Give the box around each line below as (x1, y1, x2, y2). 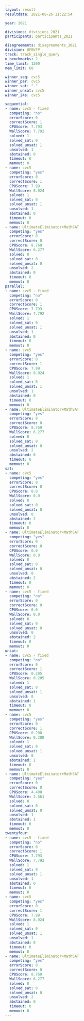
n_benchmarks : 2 (5, 56, 38, 61)
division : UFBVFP (5, 48, 40, 52)
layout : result (5, 7, 36, 12)
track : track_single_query (5, 52, 60, 57)
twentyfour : (5, 830, 29, 836)
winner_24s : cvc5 (5, 93, 40, 98)
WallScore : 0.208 (9, 735, 45, 740)
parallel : (5, 284, 25, 289)
